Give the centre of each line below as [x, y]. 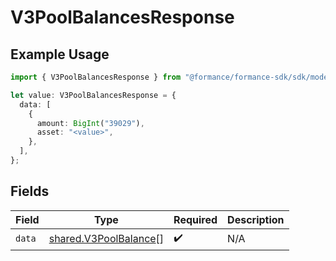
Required [195, 219]
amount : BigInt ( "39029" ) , [90, 123]
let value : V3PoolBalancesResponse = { [93, 95]
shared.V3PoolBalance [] [106, 239]
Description [256, 219]
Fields [30, 191]
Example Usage [60, 54]
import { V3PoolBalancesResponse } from [96, 77]
